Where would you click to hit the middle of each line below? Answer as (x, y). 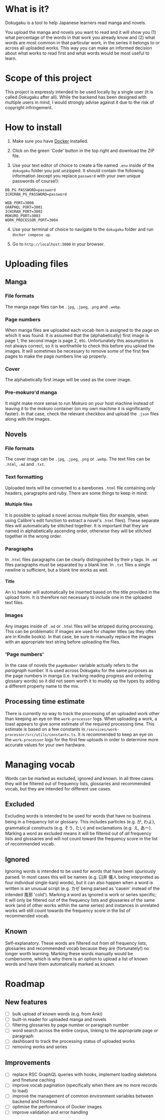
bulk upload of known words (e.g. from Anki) (57, 1014)
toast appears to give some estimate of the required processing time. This (80, 724)
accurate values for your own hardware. (45, 745)
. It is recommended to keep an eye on (114, 734)
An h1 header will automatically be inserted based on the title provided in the (82, 592)
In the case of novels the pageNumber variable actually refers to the (72, 665)
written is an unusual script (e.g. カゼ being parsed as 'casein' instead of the (82, 888)
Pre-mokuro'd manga (31, 393)
